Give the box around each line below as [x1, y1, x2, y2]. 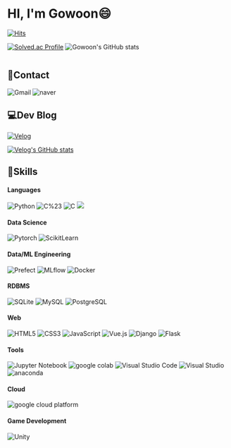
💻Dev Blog [7, 109, 58, 121]
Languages [7, 186, 41, 194]
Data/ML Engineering [7, 250, 71, 258]
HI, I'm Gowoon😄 [7, 6, 111, 22]
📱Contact [7, 69, 50, 81]
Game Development [7, 416, 67, 425]
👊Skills [7, 165, 38, 178]
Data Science [7, 218, 47, 226]
